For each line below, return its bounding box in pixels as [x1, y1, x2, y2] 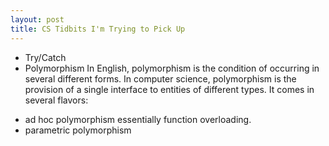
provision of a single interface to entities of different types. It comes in [24, 83, 315, 95]
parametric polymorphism [24, 124, 132, 136]
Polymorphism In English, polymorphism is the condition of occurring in [24, 62, 320, 74]
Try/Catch [24, 51, 67, 63]
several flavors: [24, 94, 89, 106]
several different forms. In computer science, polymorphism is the [24, 72, 297, 85]
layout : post [10, 14, 65, 25]
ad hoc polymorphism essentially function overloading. [24, 113, 252, 125]
